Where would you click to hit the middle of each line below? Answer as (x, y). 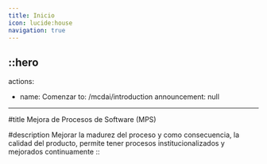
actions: (21, 82)
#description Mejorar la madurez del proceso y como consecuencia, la (124, 135)
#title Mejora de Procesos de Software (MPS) (82, 120)
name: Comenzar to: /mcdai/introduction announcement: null (120, 97)
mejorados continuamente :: (54, 152)
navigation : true (37, 30)
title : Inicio (32, 15)
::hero (23, 62)
